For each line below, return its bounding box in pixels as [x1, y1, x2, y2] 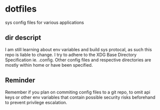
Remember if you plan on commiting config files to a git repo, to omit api [5, 89, 150, 95]
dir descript [5, 34, 41, 42]
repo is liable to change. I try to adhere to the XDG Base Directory [5, 52, 137, 57]
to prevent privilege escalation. [5, 99, 67, 105]
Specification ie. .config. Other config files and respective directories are [5, 57, 151, 63]
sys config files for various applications [5, 19, 84, 25]
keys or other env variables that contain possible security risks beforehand [5, 94, 156, 100]
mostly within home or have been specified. [5, 62, 93, 68]
